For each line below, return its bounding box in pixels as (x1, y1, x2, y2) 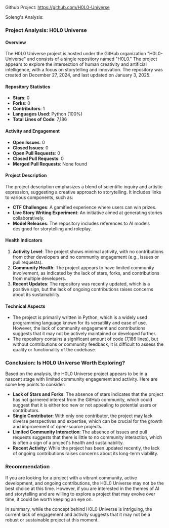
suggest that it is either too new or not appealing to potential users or (12, 402, 157, 408)
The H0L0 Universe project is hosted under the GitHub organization (5, 51, 146, 57)
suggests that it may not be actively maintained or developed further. (12, 331, 157, 337)
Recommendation (5, 463, 50, 470)
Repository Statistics (5, 84, 51, 90)
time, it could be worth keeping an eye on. (5, 496, 93, 502)
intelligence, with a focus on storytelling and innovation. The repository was (5, 67, 163, 73)
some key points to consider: (5, 382, 66, 388)
